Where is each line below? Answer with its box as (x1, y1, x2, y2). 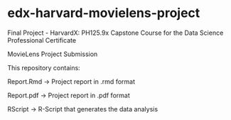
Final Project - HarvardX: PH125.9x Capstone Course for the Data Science (7, 28, 224, 37)
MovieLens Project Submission (7, 50, 98, 58)
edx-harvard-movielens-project (7, 5, 200, 21)
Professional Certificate (7, 36, 77, 44)
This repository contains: (7, 63, 80, 72)
